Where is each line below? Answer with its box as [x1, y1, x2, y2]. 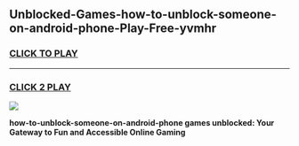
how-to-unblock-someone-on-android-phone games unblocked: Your [9, 117, 275, 127]
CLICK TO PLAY [9, 48, 78, 60]
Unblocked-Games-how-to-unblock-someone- [9, 7, 278, 22]
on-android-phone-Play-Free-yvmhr [9, 21, 217, 36]
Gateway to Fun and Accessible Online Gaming [9, 127, 186, 137]
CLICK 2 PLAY [9, 81, 71, 93]
